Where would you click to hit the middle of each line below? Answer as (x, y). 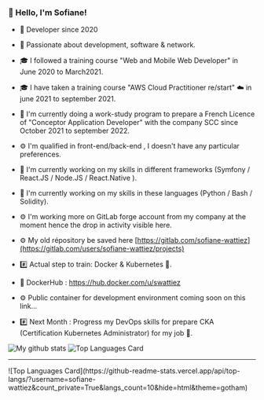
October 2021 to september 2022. (75, 131)
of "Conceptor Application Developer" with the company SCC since (128, 123)
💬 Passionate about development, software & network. (108, 45)
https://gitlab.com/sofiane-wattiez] (194, 240)
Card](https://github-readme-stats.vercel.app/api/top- (152, 371)
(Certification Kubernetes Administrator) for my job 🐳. (106, 333)
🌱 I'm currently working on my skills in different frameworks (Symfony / (135, 170)
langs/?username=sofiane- (52, 380)
